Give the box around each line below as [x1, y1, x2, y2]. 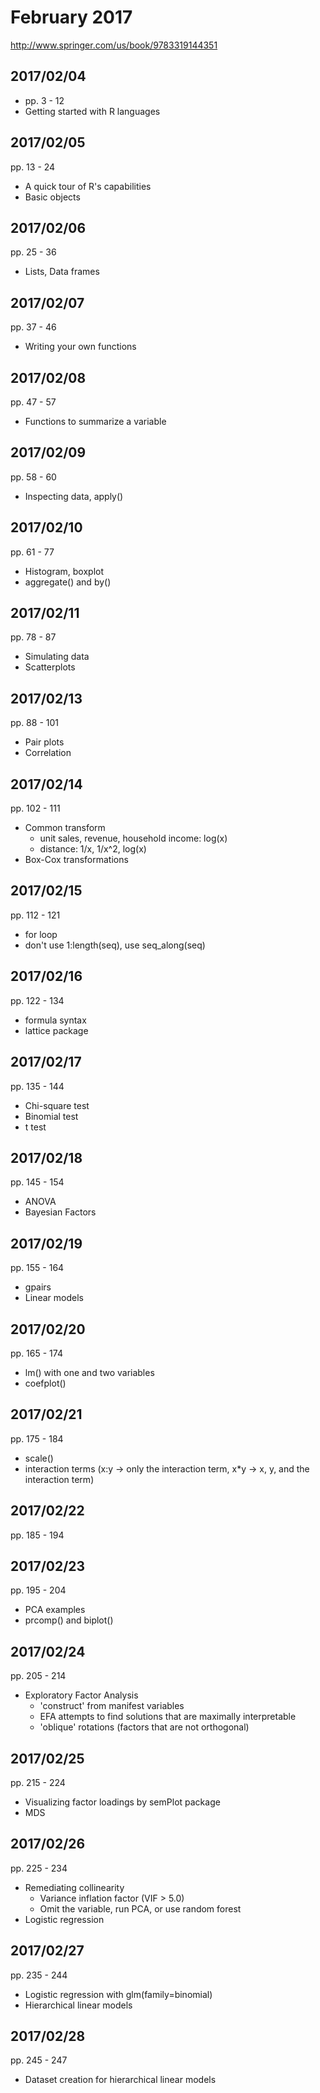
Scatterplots [24, 661, 76, 673]
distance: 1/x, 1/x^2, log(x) [39, 843, 147, 855]
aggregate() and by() [24, 576, 112, 588]
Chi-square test [24, 1099, 90, 1111]
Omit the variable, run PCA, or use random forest [39, 1902, 242, 1915]
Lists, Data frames [24, 266, 100, 278]
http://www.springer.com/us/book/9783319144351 [10, 39, 218, 51]
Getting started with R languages [24, 105, 161, 117]
